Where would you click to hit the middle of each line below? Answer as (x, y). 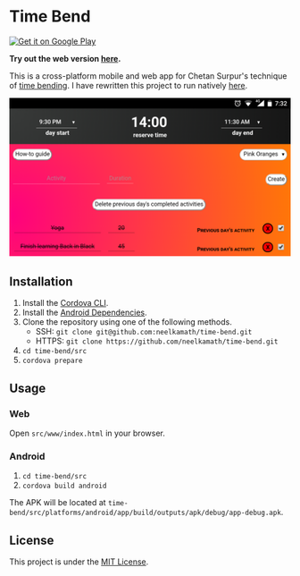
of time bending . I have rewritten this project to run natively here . (129, 85)
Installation (41, 281)
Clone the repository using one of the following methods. (127, 322)
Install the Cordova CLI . (65, 303)
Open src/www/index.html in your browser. (87, 433)
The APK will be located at (58, 503)
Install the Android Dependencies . (84, 313)
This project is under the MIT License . (79, 562)
